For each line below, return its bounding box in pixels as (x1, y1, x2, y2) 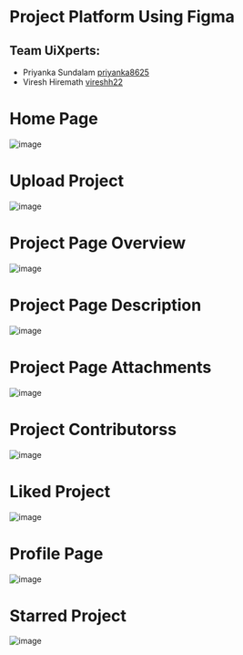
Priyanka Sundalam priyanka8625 (22, 67, 150, 78)
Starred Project (9, 605, 127, 626)
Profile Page (9, 543, 104, 564)
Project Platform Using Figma (9, 6, 235, 27)
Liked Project (9, 481, 111, 502)
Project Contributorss (9, 419, 177, 440)
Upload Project (9, 171, 125, 192)
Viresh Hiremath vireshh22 (22, 77, 124, 88)
